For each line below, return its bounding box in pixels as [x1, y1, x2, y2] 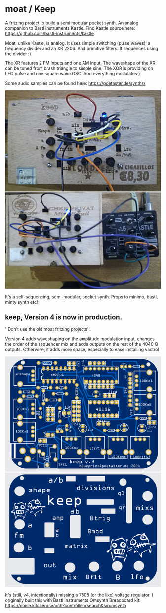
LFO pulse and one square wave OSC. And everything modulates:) [5, 70, 140, 76]
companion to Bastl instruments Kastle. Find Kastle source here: [5, 25, 136, 31]
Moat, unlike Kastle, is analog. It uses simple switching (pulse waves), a [5, 40, 151, 46]
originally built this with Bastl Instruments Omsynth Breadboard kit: [5, 597, 141, 603]
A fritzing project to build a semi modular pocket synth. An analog [5, 20, 139, 26]
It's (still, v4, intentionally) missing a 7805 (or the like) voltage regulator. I [5, 592, 153, 598]
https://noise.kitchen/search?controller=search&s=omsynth [5, 603, 127, 609]
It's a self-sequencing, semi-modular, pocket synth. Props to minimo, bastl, [5, 294, 158, 300]
